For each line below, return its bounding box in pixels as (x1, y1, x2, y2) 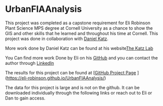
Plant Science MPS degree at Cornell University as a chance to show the (5, 25, 153, 31)
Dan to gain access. (5, 95, 45, 101)
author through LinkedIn (5, 60, 54, 66)
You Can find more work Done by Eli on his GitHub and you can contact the (5, 54, 158, 60)
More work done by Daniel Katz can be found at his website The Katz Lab (5, 45, 153, 51)
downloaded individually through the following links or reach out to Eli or (5, 90, 152, 96)
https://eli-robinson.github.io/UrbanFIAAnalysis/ (6, 75, 105, 81)
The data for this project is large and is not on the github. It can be (5, 84, 140, 90)
